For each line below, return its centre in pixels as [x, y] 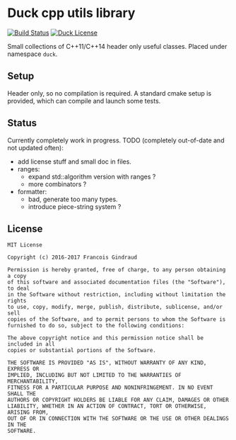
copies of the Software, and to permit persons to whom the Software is [117, 320]
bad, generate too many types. [73, 199]
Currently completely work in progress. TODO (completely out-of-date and [116, 140]
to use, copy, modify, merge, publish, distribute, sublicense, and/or [115, 307]
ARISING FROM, [28, 412]
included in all [31, 344]
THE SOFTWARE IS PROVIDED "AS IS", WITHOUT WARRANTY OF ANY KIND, [107, 363]
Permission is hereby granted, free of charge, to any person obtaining [117, 270]
